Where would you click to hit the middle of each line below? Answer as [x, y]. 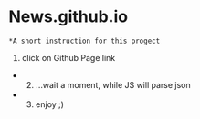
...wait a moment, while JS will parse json [113, 84]
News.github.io [68, 17]
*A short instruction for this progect [84, 41]
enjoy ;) [50, 104]
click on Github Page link [68, 57]
